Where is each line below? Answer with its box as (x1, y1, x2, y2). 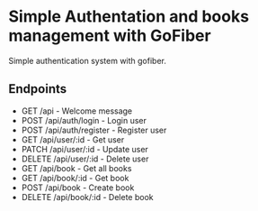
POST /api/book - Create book (21, 182, 135, 193)
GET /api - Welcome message (21, 105, 133, 116)
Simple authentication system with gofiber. (8, 55, 167, 66)
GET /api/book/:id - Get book (21, 172, 129, 183)
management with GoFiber (8, 25, 212, 46)
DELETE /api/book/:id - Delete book (21, 191, 154, 202)
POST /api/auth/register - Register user (21, 124, 167, 135)
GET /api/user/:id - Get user (21, 133, 125, 145)
